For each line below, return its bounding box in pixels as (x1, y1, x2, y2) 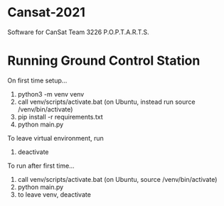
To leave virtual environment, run (7, 134, 105, 142)
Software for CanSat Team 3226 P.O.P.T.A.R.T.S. (7, 28, 149, 36)
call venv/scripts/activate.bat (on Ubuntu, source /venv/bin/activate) (17, 175, 218, 183)
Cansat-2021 (7, 4, 85, 21)
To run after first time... (7, 161, 75, 170)
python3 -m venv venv (17, 90, 85, 98)
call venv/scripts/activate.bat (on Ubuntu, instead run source (17, 97, 196, 106)
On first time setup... (7, 76, 68, 85)
